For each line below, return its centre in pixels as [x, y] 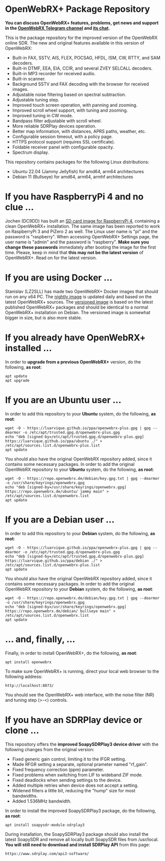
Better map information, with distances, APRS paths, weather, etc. [79, 131]
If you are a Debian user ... [60, 520]
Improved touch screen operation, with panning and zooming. [75, 105]
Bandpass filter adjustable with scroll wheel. [57, 121]
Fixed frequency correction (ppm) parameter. [58, 770]
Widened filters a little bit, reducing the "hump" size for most [74, 790]
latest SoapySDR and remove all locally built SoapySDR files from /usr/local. [82, 839]
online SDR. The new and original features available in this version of [75, 43]
